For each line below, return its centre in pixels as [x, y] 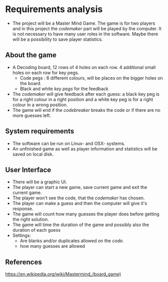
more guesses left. [32, 115]
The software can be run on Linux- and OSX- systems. [69, 143]
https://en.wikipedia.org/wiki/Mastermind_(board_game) [63, 274]
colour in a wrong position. [40, 105]
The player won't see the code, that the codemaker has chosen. [78, 198]
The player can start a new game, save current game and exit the [80, 187]
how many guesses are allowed [52, 246]
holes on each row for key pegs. [46, 73]
